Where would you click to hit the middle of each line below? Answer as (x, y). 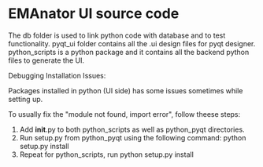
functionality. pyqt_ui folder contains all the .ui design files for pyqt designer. (132, 43)
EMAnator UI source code (94, 14)
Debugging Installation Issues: (57, 75)
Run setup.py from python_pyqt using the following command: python (133, 137)
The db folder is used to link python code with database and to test (117, 35)
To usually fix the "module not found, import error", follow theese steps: (124, 114)
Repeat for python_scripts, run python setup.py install (107, 154)
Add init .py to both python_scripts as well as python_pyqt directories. (132, 129)
